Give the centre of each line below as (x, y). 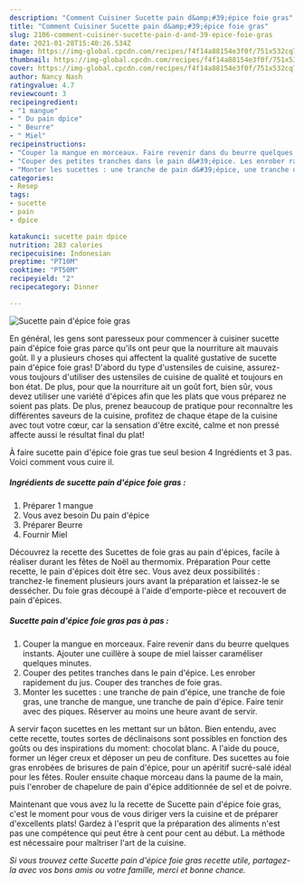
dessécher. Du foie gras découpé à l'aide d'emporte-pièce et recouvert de (148, 590)
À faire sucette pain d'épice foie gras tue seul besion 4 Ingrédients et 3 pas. (151, 452)
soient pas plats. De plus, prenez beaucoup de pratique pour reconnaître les (152, 405)
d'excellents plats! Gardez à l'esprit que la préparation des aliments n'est (145, 823)
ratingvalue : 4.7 (42, 85)
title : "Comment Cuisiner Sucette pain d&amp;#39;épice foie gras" (139, 26)
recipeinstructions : (48, 144)
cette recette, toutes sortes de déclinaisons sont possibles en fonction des (148, 738)
